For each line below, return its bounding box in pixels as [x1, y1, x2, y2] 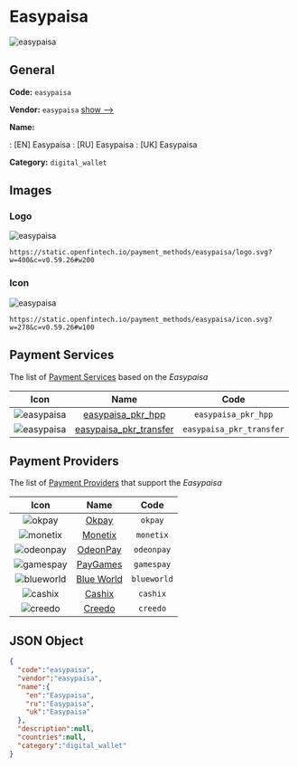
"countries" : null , [17, 733, 88, 743]
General [9, 62, 56, 78]
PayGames [76, 558, 123, 571]
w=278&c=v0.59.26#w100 [9, 323, 95, 332]
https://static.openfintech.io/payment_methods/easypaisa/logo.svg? [9, 248, 273, 257]
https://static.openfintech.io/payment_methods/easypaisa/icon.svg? [9, 315, 273, 324]
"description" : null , [17, 724, 95, 734]
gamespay [134, 559, 172, 570]
